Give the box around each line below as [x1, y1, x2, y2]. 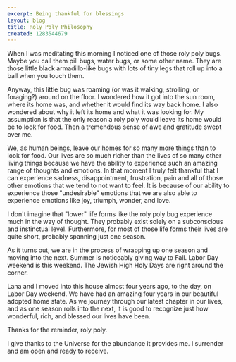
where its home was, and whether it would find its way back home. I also [7, 100, 218, 109]
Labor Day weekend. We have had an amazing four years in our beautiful [7, 289, 219, 298]
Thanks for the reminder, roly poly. [7, 325, 108, 335]
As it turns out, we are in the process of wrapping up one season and [7, 246, 209, 254]
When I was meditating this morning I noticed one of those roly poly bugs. [7, 49, 222, 58]
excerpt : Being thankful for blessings [7, 10, 125, 18]
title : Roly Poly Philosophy [7, 23, 93, 30]
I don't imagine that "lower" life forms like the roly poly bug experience [7, 210, 213, 218]
